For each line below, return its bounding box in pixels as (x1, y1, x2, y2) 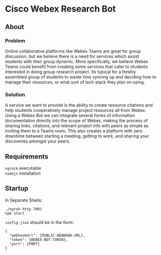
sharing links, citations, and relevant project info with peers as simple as (5, 123, 149, 129)
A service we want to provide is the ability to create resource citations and (5, 102, 153, 108)
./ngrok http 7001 (5, 207, 42, 211)
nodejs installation (5, 170, 41, 176)
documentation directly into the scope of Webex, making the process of (5, 118, 148, 124)
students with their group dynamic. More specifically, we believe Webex (5, 58, 148, 64)
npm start (5, 211, 25, 216)
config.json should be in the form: (5, 219, 74, 225)
